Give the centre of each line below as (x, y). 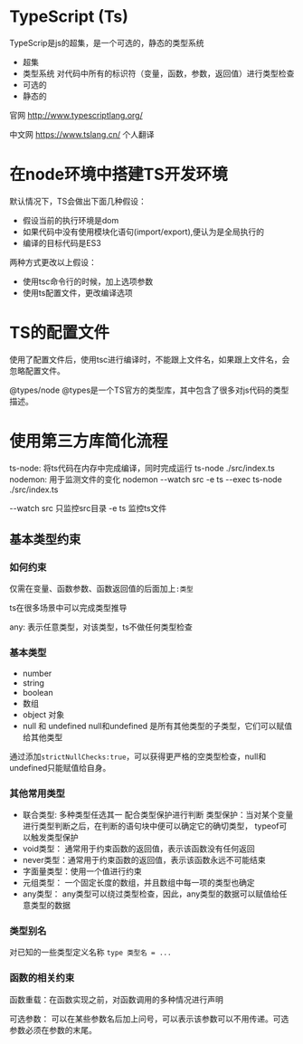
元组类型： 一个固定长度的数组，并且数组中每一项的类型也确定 (138, 883)
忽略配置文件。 (37, 370)
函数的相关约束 (42, 978)
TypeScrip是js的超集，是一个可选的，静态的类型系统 (107, 43)
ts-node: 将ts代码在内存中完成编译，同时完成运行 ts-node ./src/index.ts (142, 468)
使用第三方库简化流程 (89, 441)
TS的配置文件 (60, 333)
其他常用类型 (38, 793)
